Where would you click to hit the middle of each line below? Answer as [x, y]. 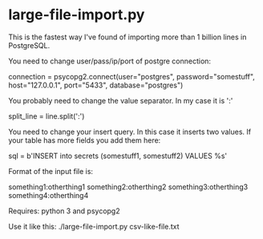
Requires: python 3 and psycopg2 [64, 211]
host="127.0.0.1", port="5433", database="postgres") [96, 85]
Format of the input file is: [51, 171]
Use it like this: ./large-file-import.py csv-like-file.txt [94, 226]
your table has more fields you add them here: [85, 140]
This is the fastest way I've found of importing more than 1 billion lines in [127, 37]
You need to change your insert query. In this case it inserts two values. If [129, 132]
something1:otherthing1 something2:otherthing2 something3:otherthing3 [128, 187]
